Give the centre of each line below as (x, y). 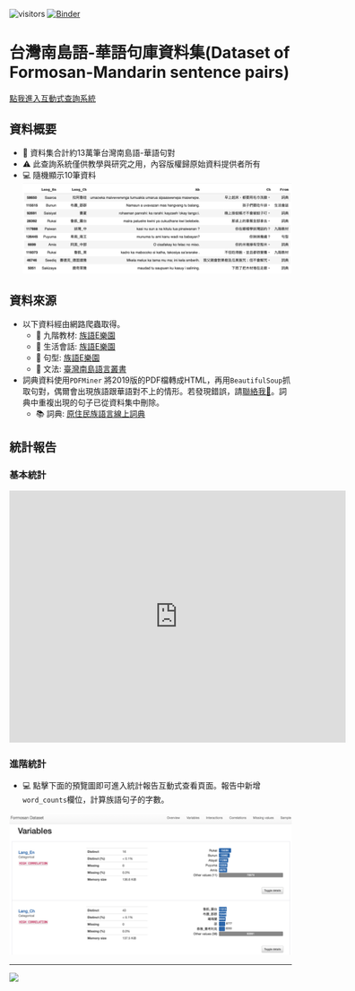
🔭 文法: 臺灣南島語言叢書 (81, 368)
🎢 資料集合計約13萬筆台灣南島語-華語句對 (99, 152)
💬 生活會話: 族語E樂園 (76, 346)
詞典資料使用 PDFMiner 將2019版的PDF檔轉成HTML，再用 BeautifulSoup (152, 380)
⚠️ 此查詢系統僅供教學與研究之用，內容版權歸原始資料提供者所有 (142, 164)
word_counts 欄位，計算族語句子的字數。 (95, 799)
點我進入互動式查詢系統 (52, 98)
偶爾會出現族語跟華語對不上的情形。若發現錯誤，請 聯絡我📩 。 (166, 391)
